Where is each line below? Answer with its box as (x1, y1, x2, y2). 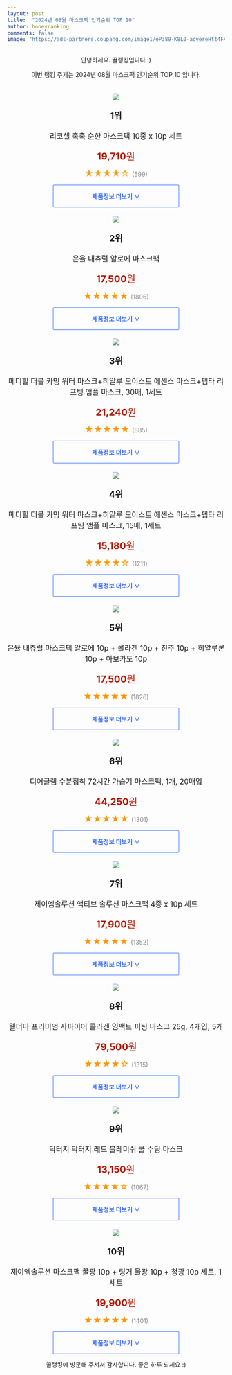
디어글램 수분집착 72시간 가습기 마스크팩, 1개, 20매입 (30, 777, 202, 787)
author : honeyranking (7, 23, 70, 30)
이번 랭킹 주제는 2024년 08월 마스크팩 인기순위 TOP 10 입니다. (30, 71, 202, 79)
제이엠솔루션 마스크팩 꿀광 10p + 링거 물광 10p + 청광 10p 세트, (10, 1268, 217, 1277)
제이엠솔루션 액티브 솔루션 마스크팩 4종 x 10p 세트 (34, 900, 198, 909)
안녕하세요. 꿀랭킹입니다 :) (80, 56, 152, 64)
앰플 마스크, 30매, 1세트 (85, 387, 162, 397)
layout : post (7, 10, 45, 17)
